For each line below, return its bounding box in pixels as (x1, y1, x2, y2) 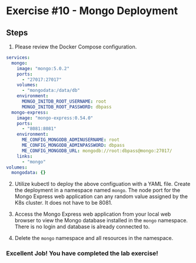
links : (16, 153, 33, 159)
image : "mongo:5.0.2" (16, 65, 69, 71)
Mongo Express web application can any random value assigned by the (14, 193, 188, 200)
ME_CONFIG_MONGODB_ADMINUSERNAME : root (21, 137, 119, 143)
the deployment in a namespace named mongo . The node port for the (14, 187, 181, 194)
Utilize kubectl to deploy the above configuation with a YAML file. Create (14, 180, 191, 188)
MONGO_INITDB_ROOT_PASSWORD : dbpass (21, 104, 112, 110)
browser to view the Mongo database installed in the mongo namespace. (14, 217, 188, 224)
